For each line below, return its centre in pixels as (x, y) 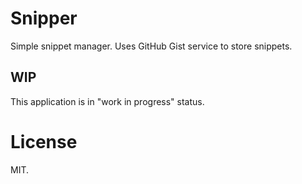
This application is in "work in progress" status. (107, 101)
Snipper (44, 18)
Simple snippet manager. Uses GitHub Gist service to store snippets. (151, 46)
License (44, 141)
